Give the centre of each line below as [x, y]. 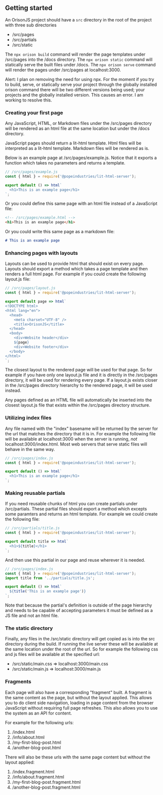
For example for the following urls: [40, 722]
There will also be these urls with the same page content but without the [78, 757]
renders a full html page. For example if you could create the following [76, 274]
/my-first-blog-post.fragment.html [46, 782]
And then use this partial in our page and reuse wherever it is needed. [75, 560]
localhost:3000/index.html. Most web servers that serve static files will [76, 444]
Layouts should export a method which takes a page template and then [76, 269]
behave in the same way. [30, 449]
